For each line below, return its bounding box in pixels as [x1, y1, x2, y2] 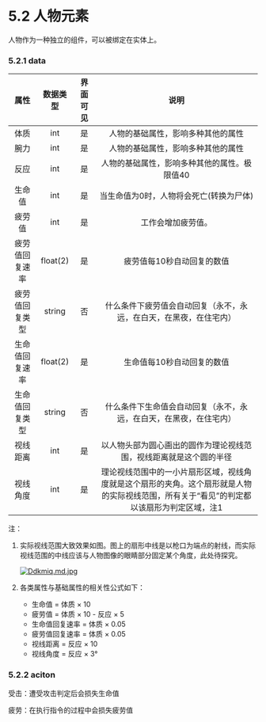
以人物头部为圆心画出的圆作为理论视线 [101, 440, 244, 451]
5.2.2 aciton [8, 670, 55, 681]
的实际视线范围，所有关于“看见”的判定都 [101, 490, 252, 501]
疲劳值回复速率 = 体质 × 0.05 [31, 629, 127, 639]
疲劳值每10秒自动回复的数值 [123, 256, 230, 267]
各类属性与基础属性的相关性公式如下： [19, 583, 145, 592]
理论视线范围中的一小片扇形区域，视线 [101, 466, 244, 477]
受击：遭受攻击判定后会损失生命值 [8, 688, 120, 697]
